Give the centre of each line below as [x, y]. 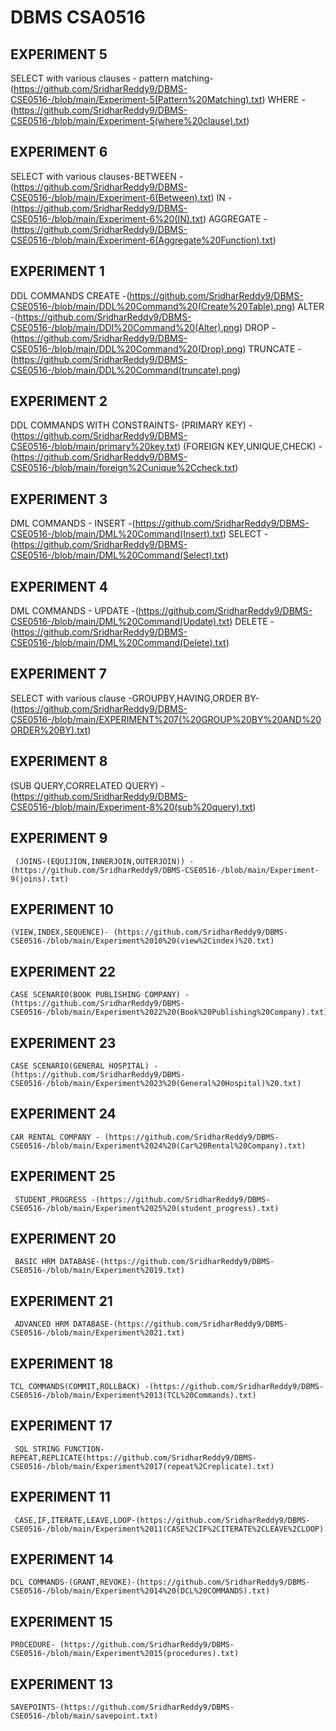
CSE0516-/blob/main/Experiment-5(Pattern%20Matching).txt [136, 99]
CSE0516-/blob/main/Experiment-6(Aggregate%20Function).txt [141, 240]
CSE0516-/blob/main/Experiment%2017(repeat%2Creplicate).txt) [142, 1466]
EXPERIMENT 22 [63, 971]
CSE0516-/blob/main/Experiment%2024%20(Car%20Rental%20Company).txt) [158, 1146]
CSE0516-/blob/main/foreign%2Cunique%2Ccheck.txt [123, 468]
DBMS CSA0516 [78, 17]
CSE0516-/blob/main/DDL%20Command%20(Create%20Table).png [151, 306]
